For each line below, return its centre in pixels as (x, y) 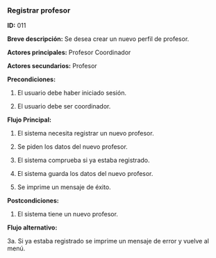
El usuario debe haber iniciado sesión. (72, 93)
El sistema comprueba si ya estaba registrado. (83, 160)
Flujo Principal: (30, 120)
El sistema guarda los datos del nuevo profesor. (85, 174)
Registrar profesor (39, 10)
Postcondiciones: (33, 201)
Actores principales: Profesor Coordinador (69, 53)
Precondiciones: (32, 79)
